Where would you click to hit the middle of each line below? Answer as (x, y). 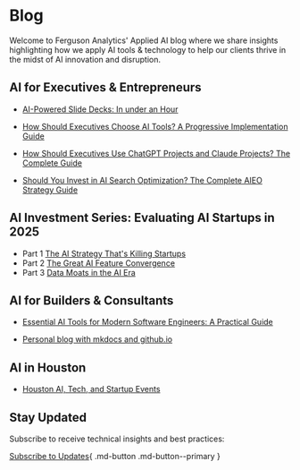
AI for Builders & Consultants (92, 300)
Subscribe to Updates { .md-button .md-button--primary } (115, 456)
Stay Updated (48, 417)
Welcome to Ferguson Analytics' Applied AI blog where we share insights (144, 40)
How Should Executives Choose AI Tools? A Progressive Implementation (155, 126)
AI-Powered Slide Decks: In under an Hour (100, 109)
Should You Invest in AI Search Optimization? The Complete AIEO (142, 180)
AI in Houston (48, 367)
